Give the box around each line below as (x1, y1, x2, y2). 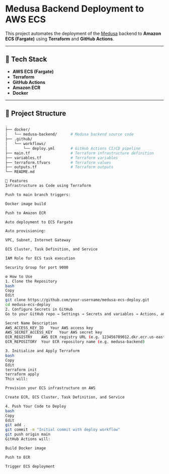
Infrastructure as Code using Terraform (5, 183, 92, 188)
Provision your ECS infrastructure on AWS (5, 386, 96, 391)
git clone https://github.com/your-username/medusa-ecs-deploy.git (5, 298, 150, 303)
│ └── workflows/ (5, 142, 46, 147)
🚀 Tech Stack (5, 55, 47, 63)
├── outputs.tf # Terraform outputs (5, 165, 114, 170)
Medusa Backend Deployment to (5, 3, 144, 15)
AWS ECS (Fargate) (12, 69, 54, 75)
